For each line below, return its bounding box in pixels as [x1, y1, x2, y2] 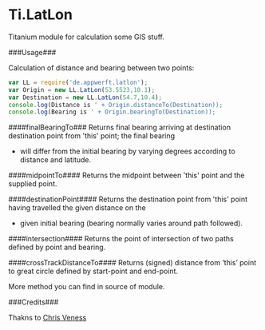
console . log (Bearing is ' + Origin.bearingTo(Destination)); [8, 108, 216, 117]
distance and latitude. [19, 155, 92, 165]
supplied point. [8, 179, 57, 189]
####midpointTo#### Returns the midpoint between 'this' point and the [8, 170, 245, 181]
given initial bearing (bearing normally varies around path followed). [19, 218, 243, 229]
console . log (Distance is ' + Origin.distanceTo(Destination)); [8, 101, 223, 109]
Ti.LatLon [8, 6, 73, 24]
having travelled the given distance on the [8, 203, 146, 213]
